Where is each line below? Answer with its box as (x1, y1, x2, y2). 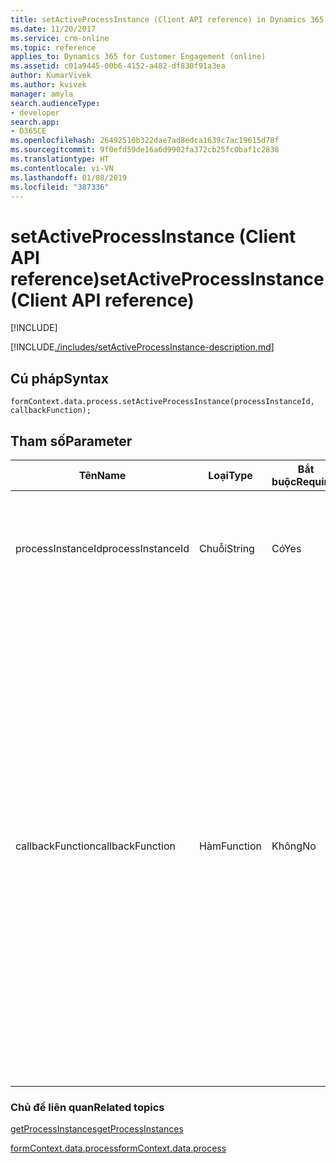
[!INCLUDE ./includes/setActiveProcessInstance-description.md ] (10, 341, 275, 353)
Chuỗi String (199, 541, 255, 555)
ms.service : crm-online (10, 33, 110, 43)
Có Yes (271, 541, 302, 555)
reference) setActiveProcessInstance (10, 267, 325, 290)
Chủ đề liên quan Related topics (10, 1100, 165, 1114)
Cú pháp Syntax (10, 370, 109, 387)
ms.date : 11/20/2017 (10, 24, 97, 34)
